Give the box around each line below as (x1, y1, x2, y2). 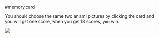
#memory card (5, 4, 35, 10)
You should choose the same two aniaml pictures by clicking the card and (5, 13, 155, 19)
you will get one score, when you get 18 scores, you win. (5, 19, 120, 24)
